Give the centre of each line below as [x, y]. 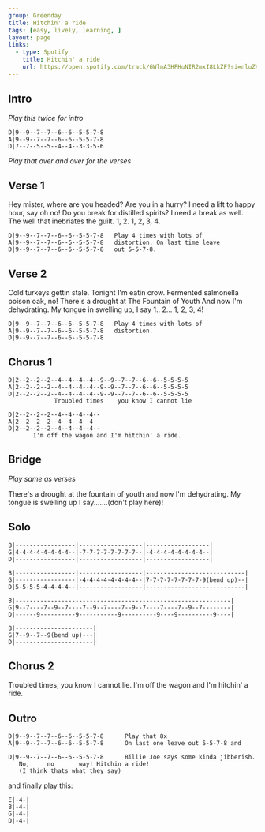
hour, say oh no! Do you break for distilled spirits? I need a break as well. [126, 213]
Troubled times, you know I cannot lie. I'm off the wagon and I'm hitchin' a [128, 685]
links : [19, 45]
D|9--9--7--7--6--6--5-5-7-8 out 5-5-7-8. [82, 249]
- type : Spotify [42, 52]
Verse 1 [26, 185]
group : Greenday [35, 15]
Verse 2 [28, 274]
